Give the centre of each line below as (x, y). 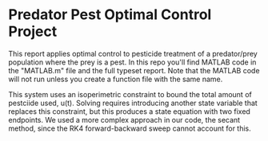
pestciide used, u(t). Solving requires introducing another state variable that (133, 103)
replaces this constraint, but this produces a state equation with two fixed (129, 111)
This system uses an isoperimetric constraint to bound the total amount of (130, 94)
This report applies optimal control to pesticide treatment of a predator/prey (133, 53)
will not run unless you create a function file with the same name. (116, 79)
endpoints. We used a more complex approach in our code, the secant (124, 119)
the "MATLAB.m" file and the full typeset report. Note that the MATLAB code (134, 70)
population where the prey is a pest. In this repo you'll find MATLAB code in (132, 62)
